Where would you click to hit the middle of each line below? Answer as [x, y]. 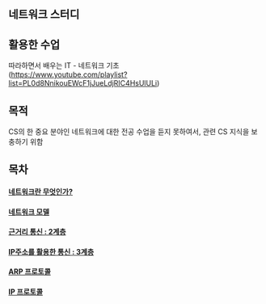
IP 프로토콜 [25, 291]
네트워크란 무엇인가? [41, 192]
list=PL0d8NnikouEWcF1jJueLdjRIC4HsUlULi [83, 83]
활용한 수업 [34, 44]
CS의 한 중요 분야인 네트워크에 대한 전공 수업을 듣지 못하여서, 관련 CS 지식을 [129, 132]
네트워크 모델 [29, 212]
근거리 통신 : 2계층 [37, 232]
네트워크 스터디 [44, 15]
